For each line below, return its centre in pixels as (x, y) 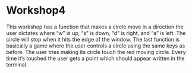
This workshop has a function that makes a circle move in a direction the (95, 27)
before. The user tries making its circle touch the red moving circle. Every (96, 52)
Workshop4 (36, 10)
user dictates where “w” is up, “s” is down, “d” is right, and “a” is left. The (96, 33)
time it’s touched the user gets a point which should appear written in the (95, 58)
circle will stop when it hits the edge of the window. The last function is (93, 39)
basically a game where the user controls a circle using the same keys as (96, 46)
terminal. (17, 64)
